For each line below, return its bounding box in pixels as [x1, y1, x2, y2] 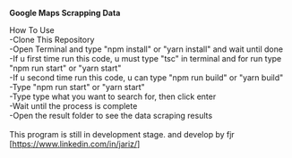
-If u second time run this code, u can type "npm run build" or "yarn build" [9, 72, 284, 83]
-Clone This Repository [9, 35, 95, 45]
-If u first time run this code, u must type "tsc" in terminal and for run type [9, 54, 282, 63]
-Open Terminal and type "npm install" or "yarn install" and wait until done [9, 44, 284, 54]
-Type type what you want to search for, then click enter [9, 91, 217, 102]
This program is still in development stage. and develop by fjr [9, 129, 235, 139]
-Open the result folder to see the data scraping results [9, 111, 213, 121]
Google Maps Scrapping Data [9, 8, 121, 18]
